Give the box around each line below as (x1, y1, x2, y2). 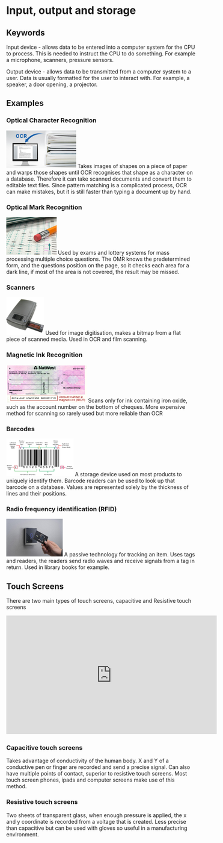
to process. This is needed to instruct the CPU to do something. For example (6, 50, 196, 57)
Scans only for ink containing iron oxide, (88, 397, 188, 404)
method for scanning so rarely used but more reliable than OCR (6, 409, 163, 417)
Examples (6, 98, 44, 108)
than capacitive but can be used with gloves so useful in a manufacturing (6, 824, 188, 832)
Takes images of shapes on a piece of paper (77, 162, 188, 169)
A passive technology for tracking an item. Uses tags (64, 551, 195, 558)
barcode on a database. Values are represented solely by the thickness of (6, 483, 189, 491)
